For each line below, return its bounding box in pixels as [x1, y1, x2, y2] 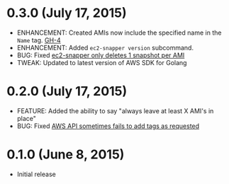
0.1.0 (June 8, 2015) [6, 146, 125, 163]
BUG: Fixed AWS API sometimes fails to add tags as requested [16, 122, 200, 130]
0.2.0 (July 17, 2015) [6, 84, 128, 100]
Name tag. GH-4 [16, 35, 61, 44]
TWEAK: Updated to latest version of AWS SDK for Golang [16, 58, 187, 67]
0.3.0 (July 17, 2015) [6, 5, 127, 21]
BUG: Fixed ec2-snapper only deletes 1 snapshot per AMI [16, 51, 185, 59]
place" [16, 114, 37, 122]
